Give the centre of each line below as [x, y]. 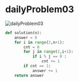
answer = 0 [26, 37]
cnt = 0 [31, 47]
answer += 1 [45, 71]
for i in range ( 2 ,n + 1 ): [39, 42]
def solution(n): [24, 33]
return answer [29, 75]
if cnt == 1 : [37, 66]
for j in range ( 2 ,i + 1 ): [48, 52]
